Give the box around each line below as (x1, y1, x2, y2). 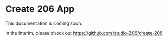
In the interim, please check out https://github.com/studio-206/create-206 (5, 30, 163, 36)
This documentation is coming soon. (5, 20, 83, 26)
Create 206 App (5, 3, 75, 15)
